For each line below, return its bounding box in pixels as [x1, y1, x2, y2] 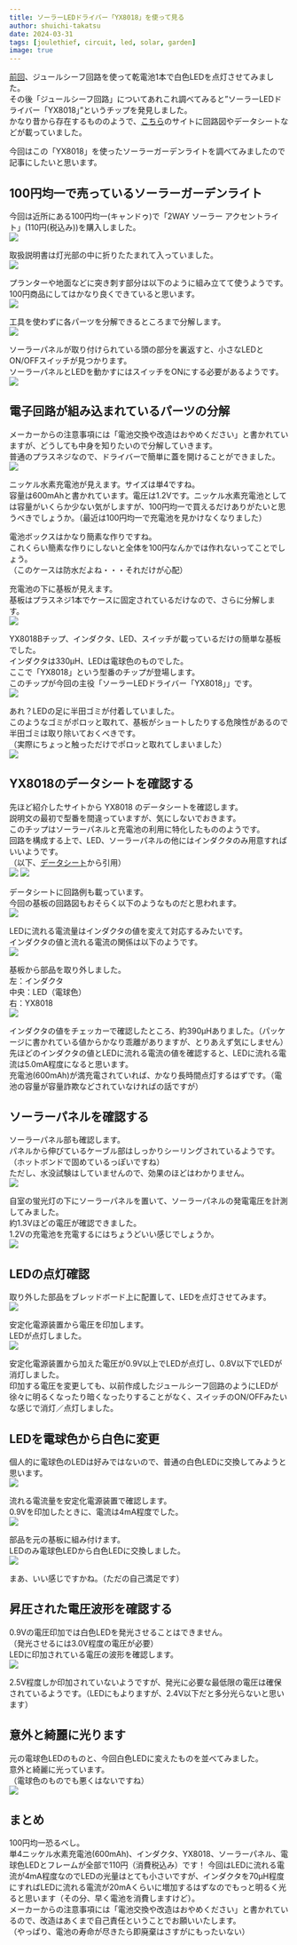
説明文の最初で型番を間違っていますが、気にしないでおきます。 [9, 812, 241, 823]
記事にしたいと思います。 [9, 157, 102, 168]
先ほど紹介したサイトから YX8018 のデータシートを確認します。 [9, 801, 244, 812]
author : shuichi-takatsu [9, 21, 101, 30]
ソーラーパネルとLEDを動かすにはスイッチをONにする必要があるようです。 [9, 366, 284, 377]
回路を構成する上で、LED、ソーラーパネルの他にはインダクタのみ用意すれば [9, 834, 288, 845]
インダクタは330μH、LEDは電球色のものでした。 [9, 655, 189, 666]
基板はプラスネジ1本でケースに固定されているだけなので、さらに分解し [9, 594, 268, 605]
